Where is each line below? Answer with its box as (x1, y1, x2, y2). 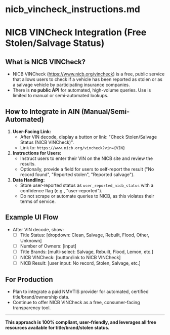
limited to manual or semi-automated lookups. (12, 93, 109, 99)
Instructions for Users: (12, 150, 62, 156)
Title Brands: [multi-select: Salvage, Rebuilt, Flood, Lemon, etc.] (20, 248, 153, 255)
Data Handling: (12, 177, 45, 183)
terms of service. (20, 198, 56, 204)
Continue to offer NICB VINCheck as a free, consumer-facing (12, 299, 140, 305)
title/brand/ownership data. (12, 294, 70, 300)
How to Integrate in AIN (5, 107, 80, 116)
